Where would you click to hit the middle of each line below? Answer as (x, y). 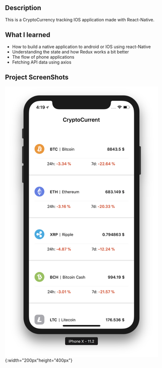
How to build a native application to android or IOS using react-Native (81, 47)
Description (23, 8)
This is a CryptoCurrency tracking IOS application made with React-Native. (80, 19)
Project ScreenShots (37, 77)
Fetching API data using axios (42, 62)
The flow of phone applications (43, 57)
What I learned (28, 35)
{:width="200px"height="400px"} (39, 360)
